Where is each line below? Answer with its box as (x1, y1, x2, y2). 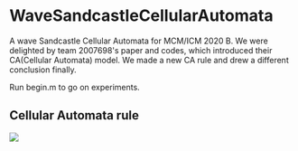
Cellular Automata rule (9, 108, 140, 123)
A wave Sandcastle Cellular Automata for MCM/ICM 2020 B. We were (9, 35, 268, 46)
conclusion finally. (9, 64, 77, 75)
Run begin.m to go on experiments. (9, 81, 140, 92)
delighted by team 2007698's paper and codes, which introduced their (9, 44, 273, 55)
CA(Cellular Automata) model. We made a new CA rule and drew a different (9, 54, 289, 65)
